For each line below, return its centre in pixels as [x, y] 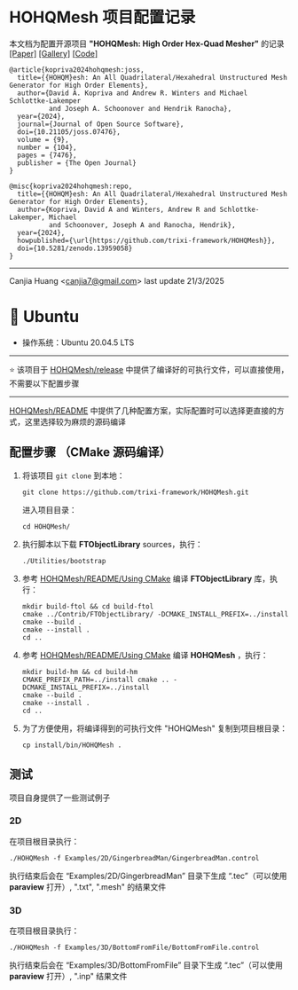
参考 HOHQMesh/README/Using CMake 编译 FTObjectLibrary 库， [146, 578]
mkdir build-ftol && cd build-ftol [88, 606]
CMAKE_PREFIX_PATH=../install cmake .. [96, 680]
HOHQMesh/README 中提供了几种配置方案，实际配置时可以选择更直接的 [143, 410]
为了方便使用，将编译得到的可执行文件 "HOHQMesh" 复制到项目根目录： [155, 728]
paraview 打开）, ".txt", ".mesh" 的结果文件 [88, 886]
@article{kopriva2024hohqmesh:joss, [77, 70]
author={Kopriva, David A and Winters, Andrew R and [117, 209]
